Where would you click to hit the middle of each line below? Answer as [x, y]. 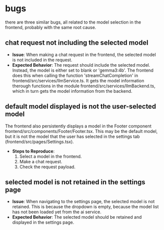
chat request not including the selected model [77, 43]
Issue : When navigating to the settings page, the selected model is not [83, 202]
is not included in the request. [42, 60]
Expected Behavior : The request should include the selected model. [81, 65]
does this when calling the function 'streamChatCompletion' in [75, 75]
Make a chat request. [41, 161]
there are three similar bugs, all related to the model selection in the [73, 22]
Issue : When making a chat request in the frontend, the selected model [84, 54]
